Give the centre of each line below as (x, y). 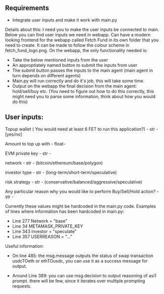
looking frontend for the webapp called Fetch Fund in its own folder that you (82, 40)
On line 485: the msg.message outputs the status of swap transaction (83, 256)
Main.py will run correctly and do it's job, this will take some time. (78, 81)
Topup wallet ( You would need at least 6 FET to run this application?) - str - (82, 129)
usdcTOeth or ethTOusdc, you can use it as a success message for (80, 261)
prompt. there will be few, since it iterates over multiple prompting (79, 281)
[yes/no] (14, 134)
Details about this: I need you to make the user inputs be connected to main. (82, 29)
